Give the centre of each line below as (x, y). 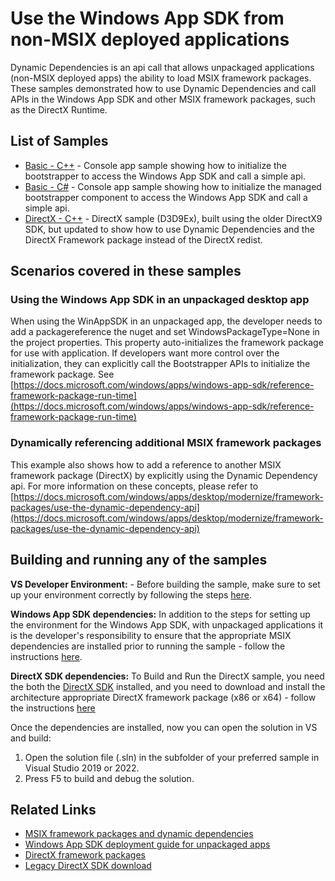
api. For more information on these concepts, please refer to (134, 486)
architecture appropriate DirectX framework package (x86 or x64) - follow (163, 697)
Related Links (53, 809)
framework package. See (62, 374)
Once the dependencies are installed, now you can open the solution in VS (164, 727)
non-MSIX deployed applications (150, 39)
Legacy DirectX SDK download (88, 866)
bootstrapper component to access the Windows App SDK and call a (166, 197)
